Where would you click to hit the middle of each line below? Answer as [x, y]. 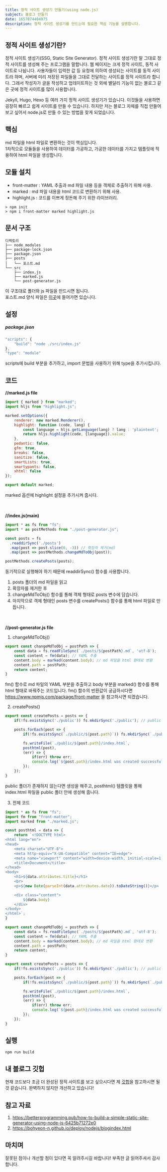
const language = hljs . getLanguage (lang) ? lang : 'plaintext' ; [91, 429]
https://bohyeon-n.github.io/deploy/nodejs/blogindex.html [72, 1128]
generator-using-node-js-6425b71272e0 [54, 1123]
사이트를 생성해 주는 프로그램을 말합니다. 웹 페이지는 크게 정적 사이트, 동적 [82, 64]
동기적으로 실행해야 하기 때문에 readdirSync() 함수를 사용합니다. [68, 572]
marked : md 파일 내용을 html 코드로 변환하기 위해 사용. [67, 191]
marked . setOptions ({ [27, 415]
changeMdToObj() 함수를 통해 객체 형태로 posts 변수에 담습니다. [76, 594]
